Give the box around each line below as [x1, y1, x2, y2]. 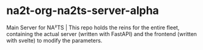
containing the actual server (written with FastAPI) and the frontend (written [6, 30, 197, 37]
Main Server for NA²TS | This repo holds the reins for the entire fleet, [6, 24, 180, 31]
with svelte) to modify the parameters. [6, 37, 103, 44]
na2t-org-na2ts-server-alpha [6, 4, 159, 18]
